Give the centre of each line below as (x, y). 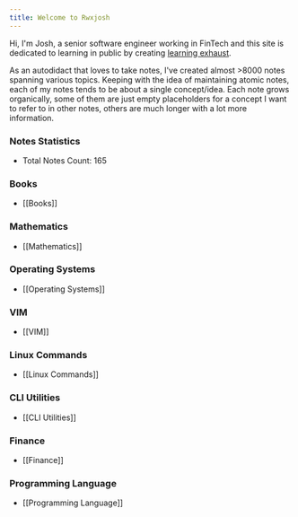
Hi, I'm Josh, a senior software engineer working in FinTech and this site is (147, 43)
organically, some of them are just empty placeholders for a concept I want (148, 99)
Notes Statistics (45, 141)
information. (32, 118)
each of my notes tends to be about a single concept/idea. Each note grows (149, 89)
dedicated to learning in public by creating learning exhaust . (120, 53)
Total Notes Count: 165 (65, 160)
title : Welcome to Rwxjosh (60, 18)
